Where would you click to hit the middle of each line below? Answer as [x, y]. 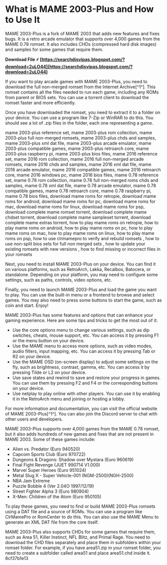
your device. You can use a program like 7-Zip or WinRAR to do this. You [79, 118]
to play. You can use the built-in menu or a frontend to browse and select [80, 294]
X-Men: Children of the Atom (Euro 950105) [57, 496]
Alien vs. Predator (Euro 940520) [46, 449]
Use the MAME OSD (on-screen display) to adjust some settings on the [85, 362]
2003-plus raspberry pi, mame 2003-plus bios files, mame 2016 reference [81, 153]
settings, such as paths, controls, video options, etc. [59, 280]
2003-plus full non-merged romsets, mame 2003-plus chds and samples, [81, 138]
